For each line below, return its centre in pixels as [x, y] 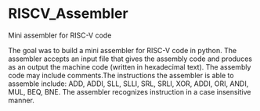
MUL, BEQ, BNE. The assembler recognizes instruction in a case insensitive [130, 91]
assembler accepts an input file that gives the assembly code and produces [130, 59]
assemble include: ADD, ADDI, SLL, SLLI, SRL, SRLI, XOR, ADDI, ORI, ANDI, [128, 84]
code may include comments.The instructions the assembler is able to [121, 75]
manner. [22, 100]
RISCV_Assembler [68, 14]
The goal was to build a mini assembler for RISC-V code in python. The [123, 50]
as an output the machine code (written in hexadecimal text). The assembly [130, 66]
